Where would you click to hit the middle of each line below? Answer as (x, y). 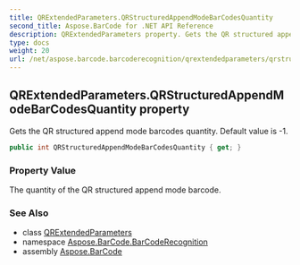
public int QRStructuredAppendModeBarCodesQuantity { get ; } (125, 147)
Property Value (43, 170)
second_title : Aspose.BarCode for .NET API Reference (112, 26)
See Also (29, 213)
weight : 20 (29, 51)
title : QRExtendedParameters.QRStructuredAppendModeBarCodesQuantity (142, 17)
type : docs (29, 43)
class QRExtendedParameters (77, 233)
